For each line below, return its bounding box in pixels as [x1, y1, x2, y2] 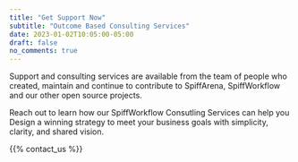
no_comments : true [9, 47, 78, 55]
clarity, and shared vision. [9, 126, 105, 137]
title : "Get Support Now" [9, 13, 106, 22]
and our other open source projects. [9, 90, 143, 101]
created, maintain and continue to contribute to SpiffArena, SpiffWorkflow [9, 81, 280, 91]
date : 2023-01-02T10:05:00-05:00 [9, 30, 134, 38]
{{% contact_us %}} [9, 144, 83, 155]
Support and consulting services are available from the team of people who [9, 71, 288, 81]
